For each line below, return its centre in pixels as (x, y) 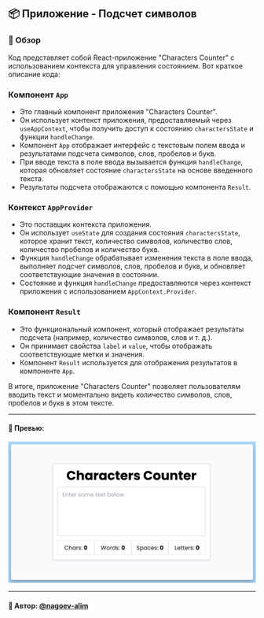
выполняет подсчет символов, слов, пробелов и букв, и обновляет (132, 266)
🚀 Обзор (25, 40)
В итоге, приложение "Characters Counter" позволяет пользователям (125, 386)
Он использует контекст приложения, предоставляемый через (125, 120)
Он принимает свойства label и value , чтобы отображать (116, 346)
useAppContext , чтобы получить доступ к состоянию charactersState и (136, 128)
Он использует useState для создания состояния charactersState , (130, 233)
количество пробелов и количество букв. (90, 250)
